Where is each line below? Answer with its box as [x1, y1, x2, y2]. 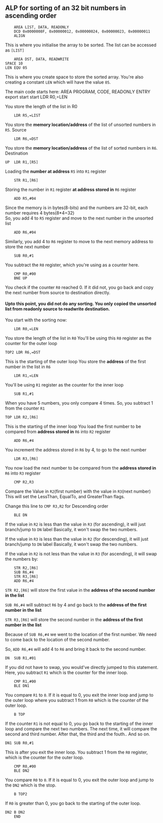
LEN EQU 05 [5, 65, 27, 70]
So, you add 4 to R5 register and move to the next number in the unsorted [5, 215, 154, 221]
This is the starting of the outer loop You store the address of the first [5, 359, 146, 365]
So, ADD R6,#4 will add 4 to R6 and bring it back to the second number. [5, 646, 146, 652]
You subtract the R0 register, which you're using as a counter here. [5, 262, 139, 268]
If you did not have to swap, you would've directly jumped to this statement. [5, 665, 159, 670]
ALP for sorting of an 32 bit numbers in [5, 4, 126, 12]
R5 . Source [5, 127, 27, 132]
